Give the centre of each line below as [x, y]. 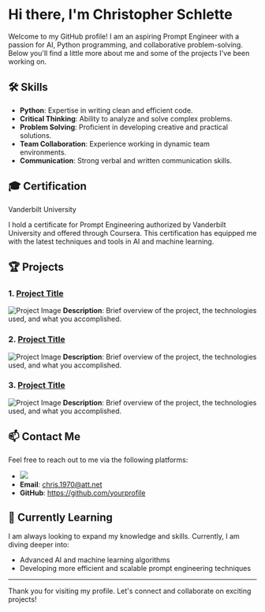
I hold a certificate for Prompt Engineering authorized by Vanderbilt [117, 224]
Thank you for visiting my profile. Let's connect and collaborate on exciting [130, 591]
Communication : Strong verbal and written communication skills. [126, 160]
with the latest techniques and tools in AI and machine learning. [111, 241]
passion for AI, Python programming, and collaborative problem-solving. [125, 44]
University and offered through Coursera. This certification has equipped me [132, 233]
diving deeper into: [39, 545]
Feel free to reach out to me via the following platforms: [98, 460]
